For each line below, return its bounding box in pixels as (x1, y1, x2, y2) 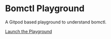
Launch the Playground (5, 28, 53, 34)
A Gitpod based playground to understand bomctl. (5, 19, 107, 25)
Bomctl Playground (5, 3, 85, 14)
